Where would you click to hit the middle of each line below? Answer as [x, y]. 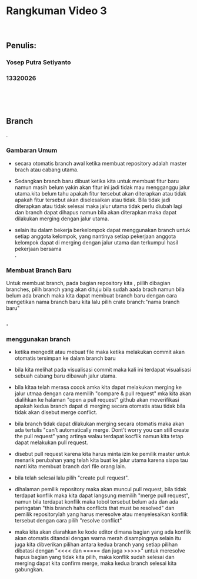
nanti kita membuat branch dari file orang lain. [70, 466]
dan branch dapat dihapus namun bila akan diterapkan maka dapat [96, 212]
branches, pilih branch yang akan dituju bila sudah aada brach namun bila [96, 289]
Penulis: [21, 46]
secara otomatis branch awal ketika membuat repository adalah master [101, 163]
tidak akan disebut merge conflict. [56, 412]
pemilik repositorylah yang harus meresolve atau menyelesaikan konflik [101, 514]
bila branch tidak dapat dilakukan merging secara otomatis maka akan [99, 424]
